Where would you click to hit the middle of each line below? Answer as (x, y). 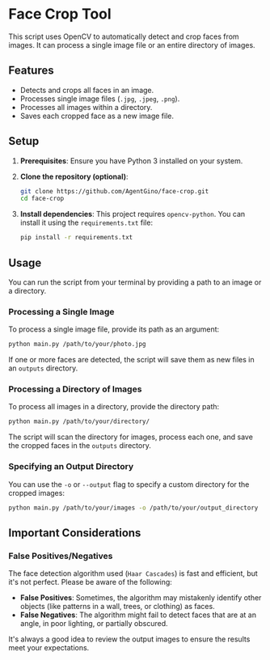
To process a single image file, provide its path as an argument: (114, 329)
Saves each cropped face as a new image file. (97, 116)
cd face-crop (42, 199)
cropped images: (36, 493)
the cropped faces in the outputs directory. (80, 446)
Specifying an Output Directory (71, 467)
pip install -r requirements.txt (76, 238)
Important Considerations (75, 533)
